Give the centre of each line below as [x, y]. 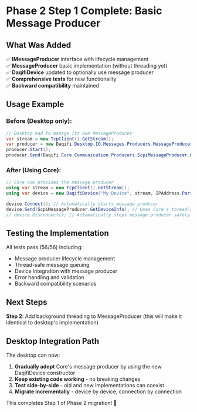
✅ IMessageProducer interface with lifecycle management [77, 59]
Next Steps [27, 302]
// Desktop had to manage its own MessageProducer [69, 133]
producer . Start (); [28, 150]
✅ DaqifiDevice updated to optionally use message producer [80, 72]
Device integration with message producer [66, 271]
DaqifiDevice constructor [45, 373]
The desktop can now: [33, 355]
